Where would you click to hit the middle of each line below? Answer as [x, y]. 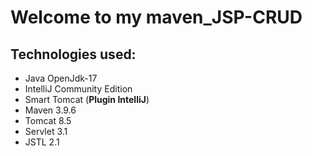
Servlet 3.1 [46, 131]
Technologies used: [73, 54]
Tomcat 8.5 [48, 120]
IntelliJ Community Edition [78, 89]
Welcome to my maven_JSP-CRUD [156, 17]
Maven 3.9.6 [50, 110]
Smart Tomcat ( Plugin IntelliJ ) [87, 99]
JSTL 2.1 [42, 142]
